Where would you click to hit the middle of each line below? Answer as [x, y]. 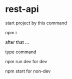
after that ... [17, 42]
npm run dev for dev [26, 61]
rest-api [22, 9]
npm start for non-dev [28, 71]
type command [21, 52]
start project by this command [36, 23]
